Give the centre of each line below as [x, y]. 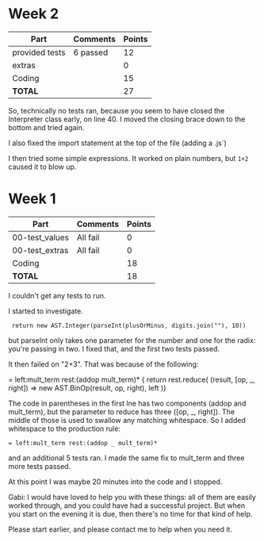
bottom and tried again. [46, 127]
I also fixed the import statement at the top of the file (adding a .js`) [118, 143]
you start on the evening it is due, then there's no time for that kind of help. [130, 513]
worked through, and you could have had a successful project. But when [127, 505]
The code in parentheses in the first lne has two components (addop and [127, 403]
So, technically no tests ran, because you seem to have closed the [117, 110]
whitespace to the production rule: [65, 429]
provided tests [39, 52]
